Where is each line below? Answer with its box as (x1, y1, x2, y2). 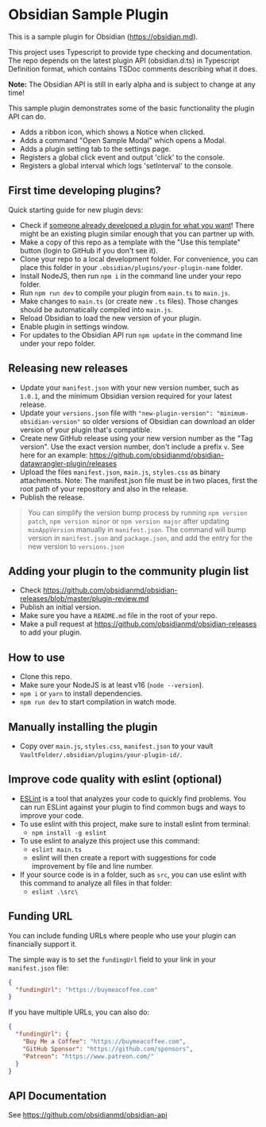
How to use (8, 650, 65, 664)
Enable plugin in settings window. (19, 322, 129, 331)
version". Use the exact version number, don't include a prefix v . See (19, 442, 245, 451)
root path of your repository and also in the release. (19, 484, 189, 493)
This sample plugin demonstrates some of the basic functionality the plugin (8, 103, 255, 113)
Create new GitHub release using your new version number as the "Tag (19, 433, 253, 442)
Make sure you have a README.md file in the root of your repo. (19, 611, 218, 620)
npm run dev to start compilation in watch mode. (19, 697, 177, 707)
